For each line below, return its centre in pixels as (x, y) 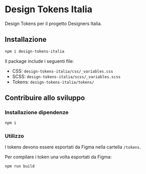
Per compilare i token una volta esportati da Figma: (58, 157)
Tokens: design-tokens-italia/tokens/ (53, 82)
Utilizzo (14, 136)
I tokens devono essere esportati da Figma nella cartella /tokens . (73, 147)
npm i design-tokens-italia (35, 51)
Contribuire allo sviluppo (45, 98)
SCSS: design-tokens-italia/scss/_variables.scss (66, 76)
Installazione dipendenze (37, 112)
